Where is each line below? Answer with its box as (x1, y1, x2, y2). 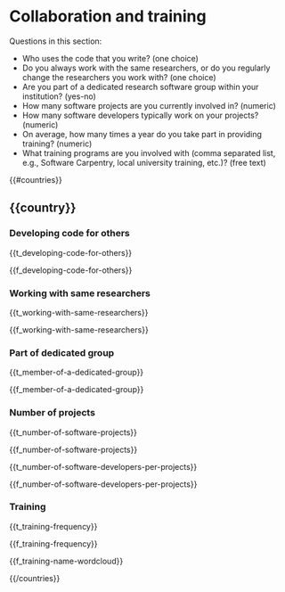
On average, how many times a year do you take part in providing (21, 128, 263, 139)
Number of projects (9, 407, 96, 419)
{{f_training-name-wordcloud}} (9, 555, 124, 566)
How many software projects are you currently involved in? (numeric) (21, 100, 276, 111)
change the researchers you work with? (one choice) (21, 71, 216, 82)
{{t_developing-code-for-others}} (9, 247, 133, 258)
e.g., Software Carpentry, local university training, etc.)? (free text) (21, 157, 267, 168)
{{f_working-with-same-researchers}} (9, 324, 149, 335)
